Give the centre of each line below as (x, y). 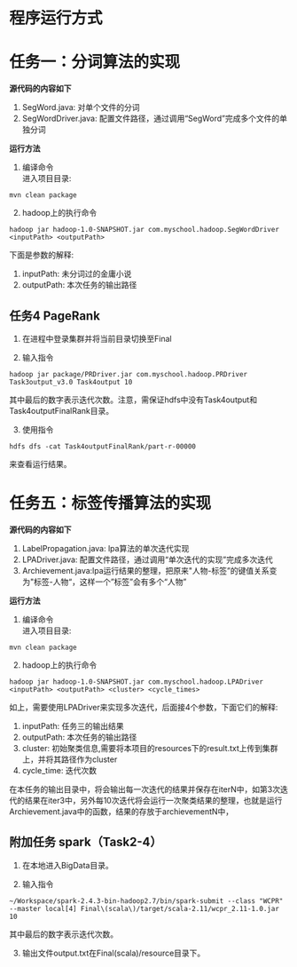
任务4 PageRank (55, 316)
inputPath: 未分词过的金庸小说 (77, 274)
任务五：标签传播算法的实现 (110, 503)
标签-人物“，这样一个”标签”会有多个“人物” (110, 582)
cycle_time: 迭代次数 (59, 770)
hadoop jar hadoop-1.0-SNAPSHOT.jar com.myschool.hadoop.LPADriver (137, 682)
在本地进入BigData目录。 (67, 865)
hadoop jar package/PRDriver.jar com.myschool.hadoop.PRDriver (129, 374)
